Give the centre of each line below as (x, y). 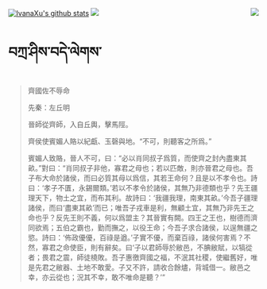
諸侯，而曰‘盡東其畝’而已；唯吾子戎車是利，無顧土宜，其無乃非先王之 (141, 207)
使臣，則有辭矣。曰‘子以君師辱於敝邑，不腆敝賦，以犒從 (161, 247)
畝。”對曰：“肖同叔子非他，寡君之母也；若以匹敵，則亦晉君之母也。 (137, 168)
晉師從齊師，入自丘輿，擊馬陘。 (80, 124)
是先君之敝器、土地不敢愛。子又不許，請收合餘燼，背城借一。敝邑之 (139, 267)
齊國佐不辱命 (48, 91)
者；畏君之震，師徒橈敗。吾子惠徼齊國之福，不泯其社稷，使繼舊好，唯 (143, 257)
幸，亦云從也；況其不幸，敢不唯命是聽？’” (96, 277)
